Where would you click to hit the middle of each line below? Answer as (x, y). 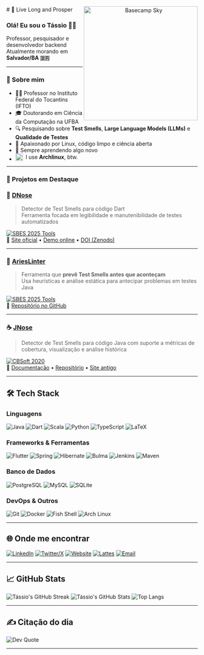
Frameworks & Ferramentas (48, 443)
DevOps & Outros (32, 501)
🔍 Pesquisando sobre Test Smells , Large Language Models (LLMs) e (103, 128)
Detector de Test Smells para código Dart (73, 209)
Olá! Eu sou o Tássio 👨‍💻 (42, 25)
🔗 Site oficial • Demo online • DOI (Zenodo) (61, 240)
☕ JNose (19, 328)
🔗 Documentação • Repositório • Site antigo (61, 368)
